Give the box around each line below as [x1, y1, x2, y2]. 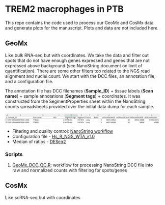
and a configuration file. [5, 78, 54, 84]
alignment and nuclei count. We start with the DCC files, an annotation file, [5, 73, 156, 79]
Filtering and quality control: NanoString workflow [12, 128, 113, 134]
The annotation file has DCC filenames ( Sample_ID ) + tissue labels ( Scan [5, 88, 154, 94]
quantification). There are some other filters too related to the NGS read [5, 68, 150, 74]
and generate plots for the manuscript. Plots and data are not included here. [5, 25, 159, 30]
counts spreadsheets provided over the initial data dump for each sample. [5, 103, 155, 109]
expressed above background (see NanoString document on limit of [5, 62, 142, 68]
